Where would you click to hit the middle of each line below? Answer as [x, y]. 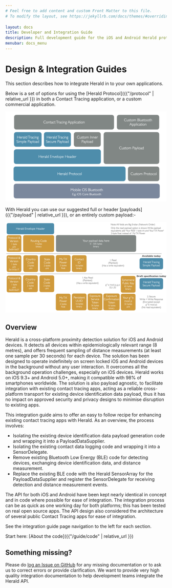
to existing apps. [23, 405]
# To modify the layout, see [36, 16]
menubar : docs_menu [26, 44]
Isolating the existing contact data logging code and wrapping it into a [86, 447]
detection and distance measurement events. [60, 485]
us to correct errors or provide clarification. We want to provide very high [82, 570]
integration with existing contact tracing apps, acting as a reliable [74, 389]
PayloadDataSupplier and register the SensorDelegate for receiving [84, 479]
